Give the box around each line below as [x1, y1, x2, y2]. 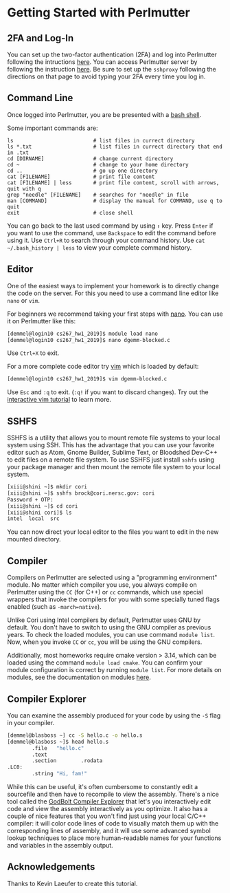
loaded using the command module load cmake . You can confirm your [7, 658, 203, 667]
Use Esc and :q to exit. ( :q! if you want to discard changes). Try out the [7, 388, 209, 396]
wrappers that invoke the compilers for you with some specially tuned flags [7, 595, 220, 603]
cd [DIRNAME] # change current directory [7, 155, 174, 162]
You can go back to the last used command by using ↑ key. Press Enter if [7, 222, 214, 230]
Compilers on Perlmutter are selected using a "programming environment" [7, 573, 218, 582]
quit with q [7, 185, 41, 192]
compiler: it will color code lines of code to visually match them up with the [7, 819, 219, 828]
